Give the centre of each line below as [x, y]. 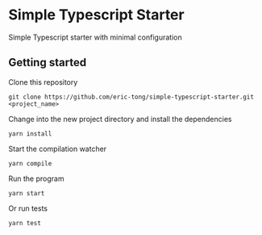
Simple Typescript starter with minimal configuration [96, 37]
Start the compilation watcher [58, 149]
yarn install [30, 134]
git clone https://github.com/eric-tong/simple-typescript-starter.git [131, 97]
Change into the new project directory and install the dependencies [120, 119]
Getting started [48, 63]
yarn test [25, 223]
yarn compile [30, 163]
